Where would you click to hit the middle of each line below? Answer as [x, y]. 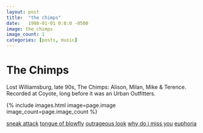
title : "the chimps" [34, 18]
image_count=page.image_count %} [52, 111]
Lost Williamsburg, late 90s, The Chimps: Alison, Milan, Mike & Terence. [96, 87]
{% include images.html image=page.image [61, 105]
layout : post [23, 12]
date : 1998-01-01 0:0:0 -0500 [47, 23]
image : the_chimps [30, 29]
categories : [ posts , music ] [42, 40]
